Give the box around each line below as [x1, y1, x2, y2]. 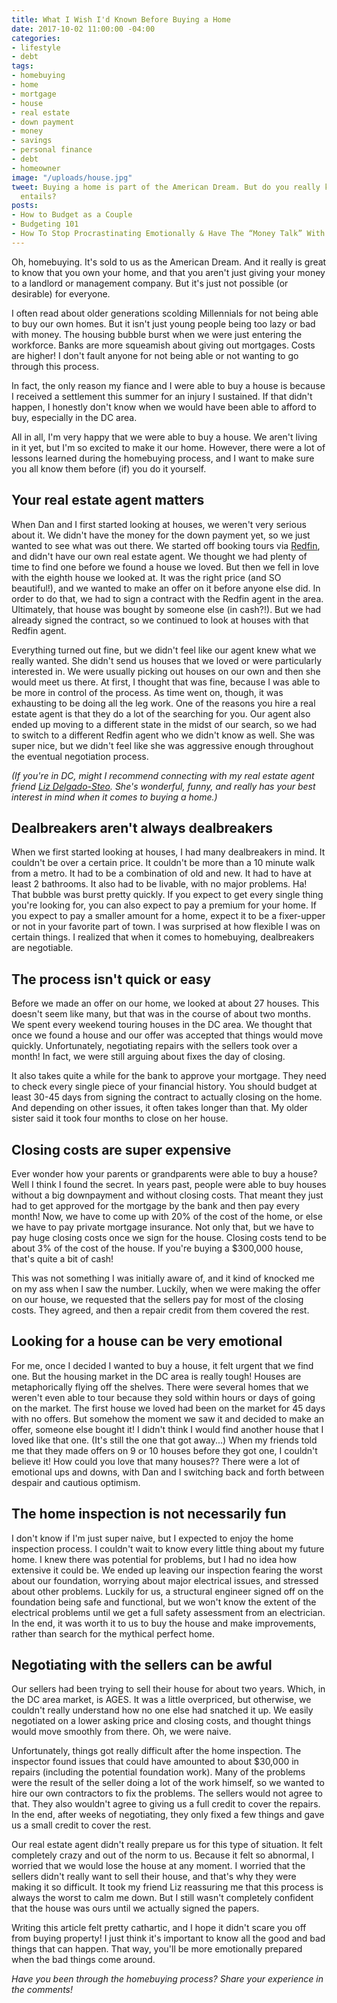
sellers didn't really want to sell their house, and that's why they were [11, 1871, 297, 1883]
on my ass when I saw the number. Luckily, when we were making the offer [11, 1283, 321, 1295]
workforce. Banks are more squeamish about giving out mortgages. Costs [11, 339, 316, 351]
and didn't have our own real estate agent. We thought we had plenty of [11, 550, 308, 562]
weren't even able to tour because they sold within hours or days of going [11, 1391, 316, 1403]
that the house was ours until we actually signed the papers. [11, 1902, 260, 1915]
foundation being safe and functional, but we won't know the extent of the [11, 1596, 317, 1608]
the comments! [11, 1984, 74, 1996]
